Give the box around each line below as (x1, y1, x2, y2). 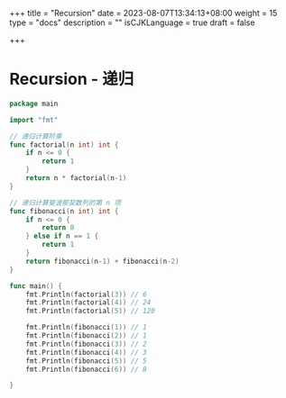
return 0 (42, 223, 75, 232)
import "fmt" (9, 115, 59, 124)
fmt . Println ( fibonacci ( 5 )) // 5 (25, 356, 147, 366)
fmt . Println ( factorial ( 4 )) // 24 (25, 298, 152, 307)
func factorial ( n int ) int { (9, 140, 119, 149)
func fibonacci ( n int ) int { (9, 206, 119, 215)
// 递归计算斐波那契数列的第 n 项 (9, 198, 122, 207)
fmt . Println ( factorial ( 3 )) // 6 (25, 290, 147, 299)
